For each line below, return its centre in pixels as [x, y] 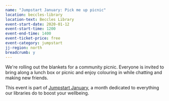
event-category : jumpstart [34, 43]
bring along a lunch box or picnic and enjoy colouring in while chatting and [84, 72]
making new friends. [27, 78]
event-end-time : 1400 [28, 33]
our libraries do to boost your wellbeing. [47, 93]
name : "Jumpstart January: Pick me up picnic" [56, 10]
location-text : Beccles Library [40, 19]
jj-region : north [24, 48]
